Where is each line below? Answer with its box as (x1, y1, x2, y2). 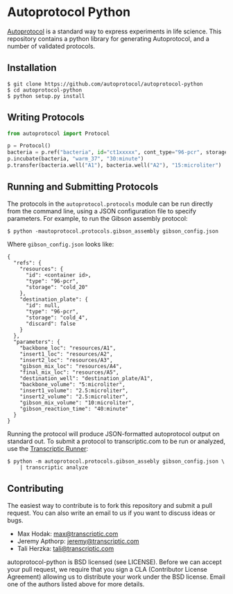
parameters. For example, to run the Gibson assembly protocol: (7, 214, 188, 222)
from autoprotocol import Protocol (7, 130, 110, 137)
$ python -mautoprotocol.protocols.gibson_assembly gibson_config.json (7, 227, 218, 235)
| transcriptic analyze (19, 463, 89, 471)
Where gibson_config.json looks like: (7, 240, 114, 248)
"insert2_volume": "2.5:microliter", (19, 393, 129, 400)
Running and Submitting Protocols (7, 181, 159, 193)
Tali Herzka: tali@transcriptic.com (17, 544, 114, 552)
